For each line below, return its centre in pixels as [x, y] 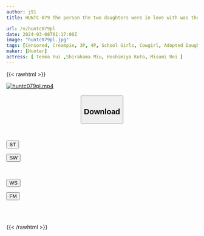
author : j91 [21, 12]
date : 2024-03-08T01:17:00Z [42, 34]
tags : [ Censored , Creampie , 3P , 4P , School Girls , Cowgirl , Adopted [95, 46]
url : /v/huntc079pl [31, 29]
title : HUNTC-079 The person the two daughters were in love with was [97, 18]
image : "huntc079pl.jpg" [38, 40]
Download [102, 112]
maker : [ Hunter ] [27, 51]
